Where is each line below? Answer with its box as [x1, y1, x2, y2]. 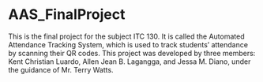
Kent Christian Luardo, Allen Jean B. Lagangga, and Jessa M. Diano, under [8, 57, 251, 66]
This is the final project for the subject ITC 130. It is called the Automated [8, 32, 245, 41]
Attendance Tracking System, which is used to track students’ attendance [8, 39, 249, 49]
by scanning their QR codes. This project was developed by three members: [8, 48, 256, 58]
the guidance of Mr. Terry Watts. [8, 65, 114, 74]
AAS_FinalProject [8, 6, 126, 24]
